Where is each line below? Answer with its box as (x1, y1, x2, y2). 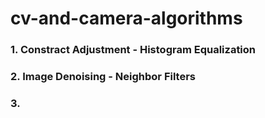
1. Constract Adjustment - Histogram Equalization (10, 43, 257, 57)
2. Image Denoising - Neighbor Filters (10, 70, 197, 84)
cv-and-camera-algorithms (10, 7, 243, 30)
